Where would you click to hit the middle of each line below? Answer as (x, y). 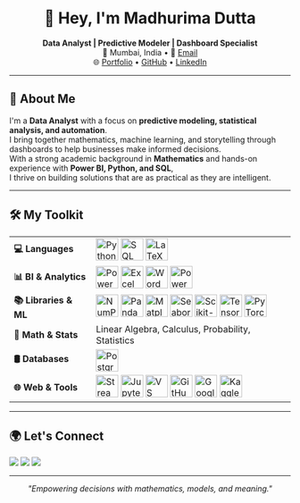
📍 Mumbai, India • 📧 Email (150, 52)
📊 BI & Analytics (50, 277)
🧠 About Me (42, 99)
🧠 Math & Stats (46, 334)
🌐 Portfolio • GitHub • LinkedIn (150, 62)
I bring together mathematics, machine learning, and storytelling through (143, 139)
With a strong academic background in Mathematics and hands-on (133, 158)
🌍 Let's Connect (57, 436)
